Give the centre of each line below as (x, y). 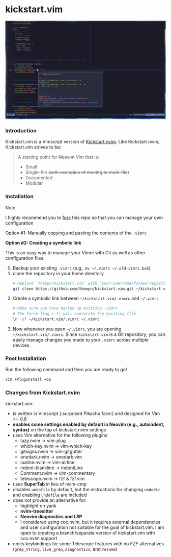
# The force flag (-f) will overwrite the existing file (74, 314)
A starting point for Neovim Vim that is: (58, 157)
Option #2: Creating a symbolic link (43, 243)
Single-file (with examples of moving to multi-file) (77, 173)
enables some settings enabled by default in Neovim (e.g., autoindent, (89, 424)
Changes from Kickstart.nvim (43, 393)
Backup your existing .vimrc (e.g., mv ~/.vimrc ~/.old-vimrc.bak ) (81, 268)
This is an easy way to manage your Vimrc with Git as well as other (75, 252)
